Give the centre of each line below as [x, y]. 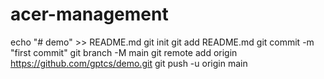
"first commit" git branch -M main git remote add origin [124, 52]
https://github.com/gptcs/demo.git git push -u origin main [129, 63]
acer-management [89, 14]
